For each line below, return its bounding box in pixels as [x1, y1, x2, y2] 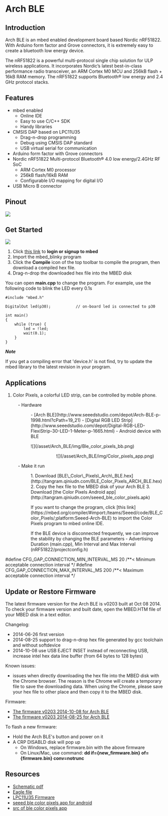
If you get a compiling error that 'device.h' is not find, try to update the [5, 358, 152, 365]
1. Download [30, 473, 56, 479]
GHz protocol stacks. [5, 79, 50, 85]
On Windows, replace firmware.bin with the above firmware [20, 744, 145, 750]
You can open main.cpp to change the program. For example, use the [5, 280, 151, 286]
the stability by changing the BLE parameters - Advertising [30, 536, 153, 542]
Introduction [5, 23, 46, 32]
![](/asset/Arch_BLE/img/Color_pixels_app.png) [56, 453, 154, 459]
